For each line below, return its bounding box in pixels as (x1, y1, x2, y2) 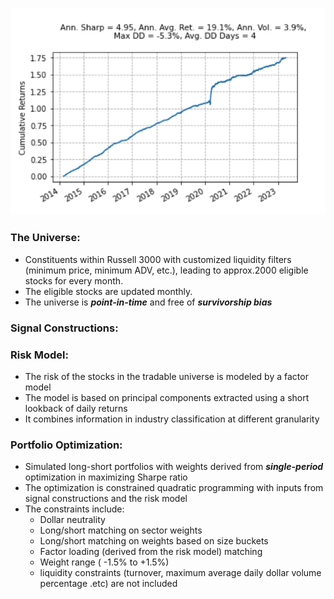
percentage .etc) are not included (39, 578, 178, 590)
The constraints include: (24, 503, 125, 515)
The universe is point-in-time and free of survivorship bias (24, 296, 273, 308)
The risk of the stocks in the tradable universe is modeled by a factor (24, 370, 309, 382)
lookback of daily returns (24, 402, 128, 414)
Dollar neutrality (39, 514, 106, 526)
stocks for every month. (24, 274, 124, 287)
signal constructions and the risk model (24, 493, 188, 505)
